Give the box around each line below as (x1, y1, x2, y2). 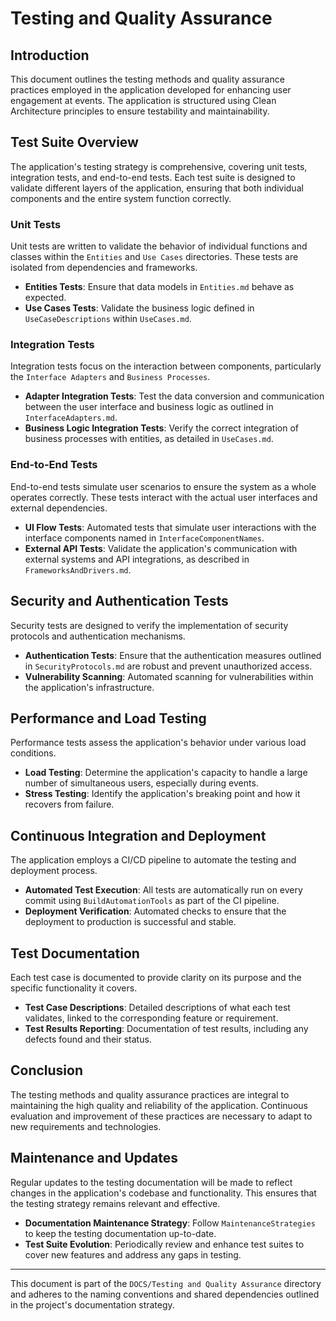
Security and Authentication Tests (10, 593, 229, 610)
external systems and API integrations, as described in (24, 553, 250, 565)
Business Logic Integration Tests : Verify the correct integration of (24, 422, 300, 434)
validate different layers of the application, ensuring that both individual (10, 182, 304, 194)
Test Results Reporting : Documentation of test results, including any (24, 1022, 309, 1034)
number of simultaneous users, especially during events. (24, 777, 259, 789)
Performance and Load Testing (10, 710, 207, 727)
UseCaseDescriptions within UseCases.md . (24, 313, 192, 325)
